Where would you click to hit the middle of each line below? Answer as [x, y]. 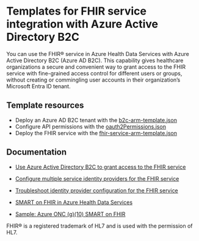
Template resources [45, 106]
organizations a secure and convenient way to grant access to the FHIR [96, 67]
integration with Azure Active [82, 24]
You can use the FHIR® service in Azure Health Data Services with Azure [98, 54]
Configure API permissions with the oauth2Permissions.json [91, 127]
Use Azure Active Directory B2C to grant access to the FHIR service [100, 167]
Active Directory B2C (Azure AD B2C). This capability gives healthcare [95, 60]
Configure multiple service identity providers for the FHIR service [97, 178]
